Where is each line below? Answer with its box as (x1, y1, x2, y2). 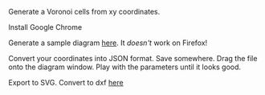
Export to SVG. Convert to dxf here (8, 78, 124, 87)
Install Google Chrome (8, 23, 83, 31)
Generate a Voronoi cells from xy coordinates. (8, 7, 161, 16)
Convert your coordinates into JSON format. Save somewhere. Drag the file (8, 54, 258, 63)
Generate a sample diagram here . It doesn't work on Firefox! (8, 38, 208, 47)
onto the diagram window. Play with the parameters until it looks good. (8, 62, 242, 72)
